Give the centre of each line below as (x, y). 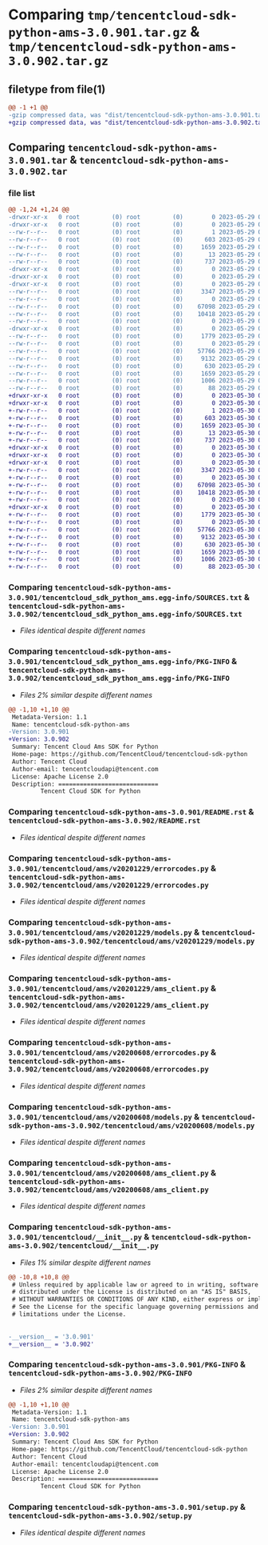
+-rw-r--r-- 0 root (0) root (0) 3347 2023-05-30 (132, 470)
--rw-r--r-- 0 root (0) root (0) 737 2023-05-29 (132, 262)
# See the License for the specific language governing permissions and (135, 1307)
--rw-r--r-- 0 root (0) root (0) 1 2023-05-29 (132, 232)
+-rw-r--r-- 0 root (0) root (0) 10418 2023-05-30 (132, 492)
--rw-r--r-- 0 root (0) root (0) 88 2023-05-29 (132, 388)
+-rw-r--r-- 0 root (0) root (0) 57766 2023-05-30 (132, 530)
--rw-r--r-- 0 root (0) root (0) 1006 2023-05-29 (132, 381)
